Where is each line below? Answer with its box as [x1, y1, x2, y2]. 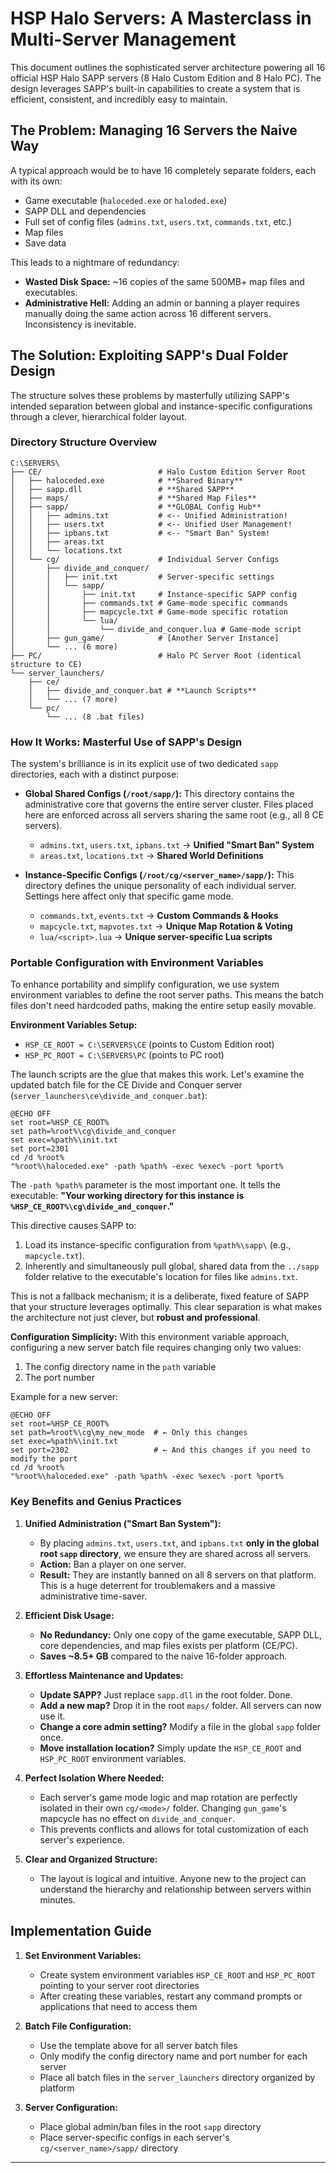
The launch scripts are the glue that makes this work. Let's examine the [10, 1068, 305, 1081]
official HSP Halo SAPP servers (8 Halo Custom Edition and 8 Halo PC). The [10, 72, 322, 84]
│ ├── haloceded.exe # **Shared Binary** [10, 475, 244, 486]
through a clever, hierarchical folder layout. [10, 410, 187, 422]
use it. [39, 1710, 66, 1722]
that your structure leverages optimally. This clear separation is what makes [10, 1301, 323, 1313]
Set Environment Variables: [24, 1949, 142, 1961]
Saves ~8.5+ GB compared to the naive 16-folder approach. [39, 1650, 288, 1662]
